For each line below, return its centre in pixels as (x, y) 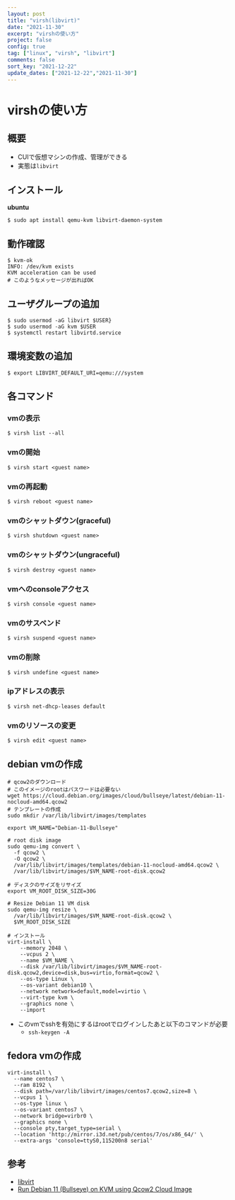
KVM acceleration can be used (52, 273)
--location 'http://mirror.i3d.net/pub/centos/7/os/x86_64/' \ (108, 1134)
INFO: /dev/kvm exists (41, 267)
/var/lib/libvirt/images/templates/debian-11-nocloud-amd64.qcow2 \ (116, 865)
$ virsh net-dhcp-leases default (56, 706)
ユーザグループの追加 (54, 304)
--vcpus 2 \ (37, 954)
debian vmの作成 (45, 764)
